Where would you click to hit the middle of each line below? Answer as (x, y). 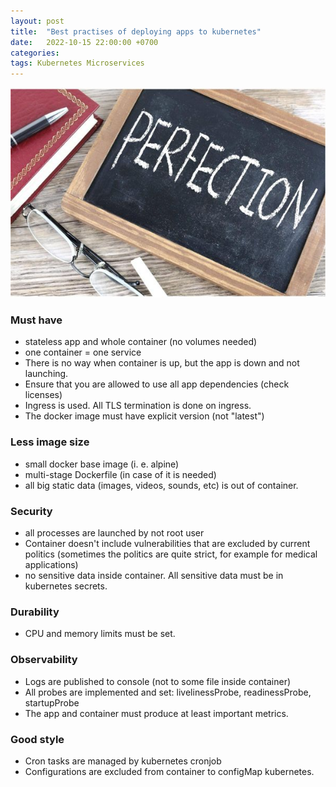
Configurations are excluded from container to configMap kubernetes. (169, 771)
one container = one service (83, 352)
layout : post (37, 21)
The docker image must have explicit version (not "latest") (144, 416)
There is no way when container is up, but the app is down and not (162, 363)
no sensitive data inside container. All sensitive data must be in (154, 576)
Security (31, 511)
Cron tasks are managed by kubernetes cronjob (123, 761)
